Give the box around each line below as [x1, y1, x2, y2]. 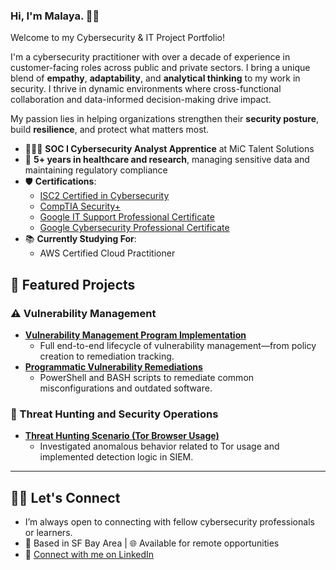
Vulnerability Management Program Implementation [24, 329, 247, 341]
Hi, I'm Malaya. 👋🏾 [10, 9, 100, 23]
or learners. [24, 527, 73, 539]
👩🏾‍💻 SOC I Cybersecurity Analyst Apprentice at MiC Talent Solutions [24, 143, 315, 155]
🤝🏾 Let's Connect [10, 489, 121, 506]
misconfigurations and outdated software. [39, 382, 213, 394]
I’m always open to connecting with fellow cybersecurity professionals [24, 516, 315, 528]
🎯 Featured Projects [10, 276, 136, 293]
